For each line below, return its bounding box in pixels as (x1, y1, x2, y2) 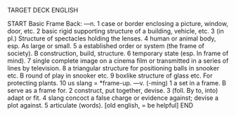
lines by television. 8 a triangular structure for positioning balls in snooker (7, 64, 220, 72)
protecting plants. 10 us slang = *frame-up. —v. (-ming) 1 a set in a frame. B (7, 79, 227, 87)
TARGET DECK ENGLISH (7, 6, 79, 14)
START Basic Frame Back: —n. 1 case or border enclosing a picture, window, (7, 20, 228, 27)
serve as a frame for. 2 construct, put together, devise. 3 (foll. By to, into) (7, 87, 218, 94)
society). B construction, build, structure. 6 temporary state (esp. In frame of (7, 49, 229, 57)
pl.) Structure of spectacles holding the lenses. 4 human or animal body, (7, 34, 216, 43)
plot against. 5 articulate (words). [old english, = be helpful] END (7, 101, 194, 109)
